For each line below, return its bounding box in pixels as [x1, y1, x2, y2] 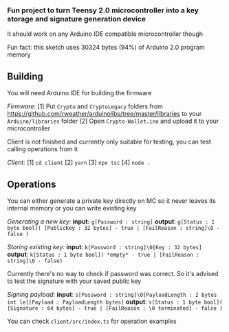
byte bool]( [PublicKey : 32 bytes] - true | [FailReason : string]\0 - [7, 224, 220, 231]
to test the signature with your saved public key [7, 277, 142, 285]
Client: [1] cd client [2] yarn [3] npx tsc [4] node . [7, 158, 151, 167]
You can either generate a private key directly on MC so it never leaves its [7, 196, 217, 205]
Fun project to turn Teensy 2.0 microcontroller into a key [7, 6, 199, 15]
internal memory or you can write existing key [7, 204, 137, 212]
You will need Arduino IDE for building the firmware [7, 89, 153, 97]
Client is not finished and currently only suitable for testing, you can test [7, 137, 211, 146]
